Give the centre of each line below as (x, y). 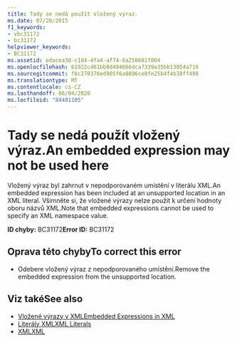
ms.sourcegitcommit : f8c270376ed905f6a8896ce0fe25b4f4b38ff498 (103, 73)
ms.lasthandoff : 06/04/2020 (49, 93)
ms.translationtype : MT (43, 80)
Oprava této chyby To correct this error (94, 252)
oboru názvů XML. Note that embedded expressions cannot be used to (111, 208)
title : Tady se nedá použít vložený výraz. (73, 14)
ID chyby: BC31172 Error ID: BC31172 (61, 229)
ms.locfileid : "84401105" (46, 100)
